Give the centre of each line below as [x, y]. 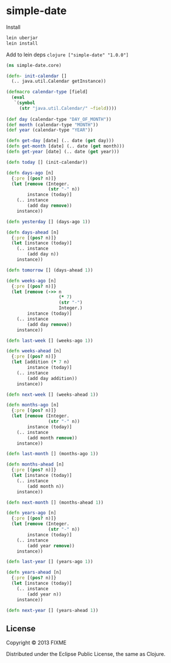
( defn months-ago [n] [33, 405]
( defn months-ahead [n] [35, 465]
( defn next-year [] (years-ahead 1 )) [52, 610]
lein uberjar [22, 38]
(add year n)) [44, 594]
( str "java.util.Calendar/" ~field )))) [68, 108]
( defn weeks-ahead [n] [34, 351]
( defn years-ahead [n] [34, 573]
